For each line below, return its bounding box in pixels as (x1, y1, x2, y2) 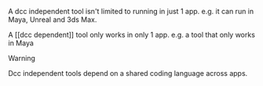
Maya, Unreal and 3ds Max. (8, 15, 97, 24)
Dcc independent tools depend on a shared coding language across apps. (8, 69, 248, 77)
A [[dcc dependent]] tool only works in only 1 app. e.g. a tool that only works (8, 30, 255, 39)
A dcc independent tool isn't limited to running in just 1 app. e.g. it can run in (8, 7, 254, 16)
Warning (8, 54, 35, 63)
